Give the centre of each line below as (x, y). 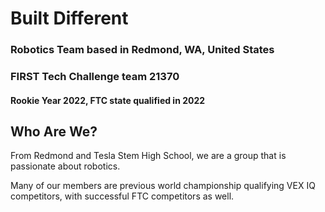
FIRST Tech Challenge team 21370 (95, 77)
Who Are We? (54, 132)
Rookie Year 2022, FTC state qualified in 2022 (108, 100)
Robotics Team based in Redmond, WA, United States (142, 50)
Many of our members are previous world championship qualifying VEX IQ (163, 186)
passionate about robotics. (65, 166)
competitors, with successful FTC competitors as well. (122, 196)
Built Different (69, 18)
